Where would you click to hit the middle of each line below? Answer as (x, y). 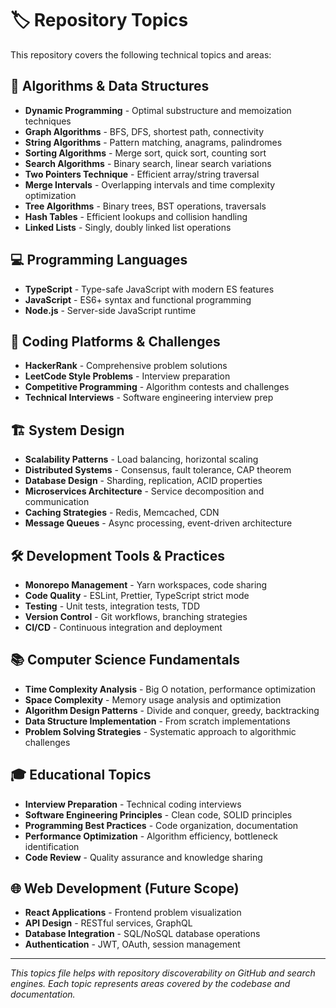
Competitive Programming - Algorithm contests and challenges (157, 387)
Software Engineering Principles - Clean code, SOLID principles (158, 814)
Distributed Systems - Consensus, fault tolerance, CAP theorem (158, 470)
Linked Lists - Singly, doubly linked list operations (128, 227)
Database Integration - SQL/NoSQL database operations (142, 934)
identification (52, 846)
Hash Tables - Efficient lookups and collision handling (136, 216)
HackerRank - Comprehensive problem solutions (126, 366)
